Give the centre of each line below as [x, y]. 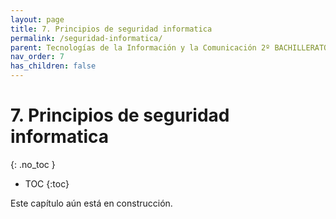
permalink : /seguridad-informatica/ [86, 38]
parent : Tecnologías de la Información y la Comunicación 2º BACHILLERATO [169, 47]
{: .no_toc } [33, 164]
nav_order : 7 [37, 57]
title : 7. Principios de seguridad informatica [111, 29]
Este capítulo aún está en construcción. [91, 203]
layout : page [37, 19]
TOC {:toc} [47, 183]
